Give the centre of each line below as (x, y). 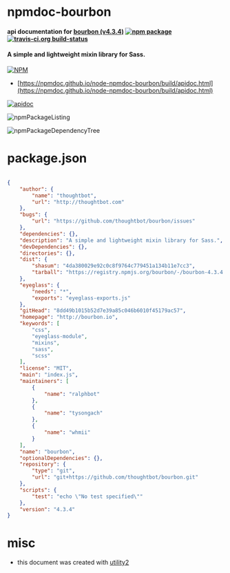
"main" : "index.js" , (49, 375)
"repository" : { (43, 465)
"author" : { (36, 189)
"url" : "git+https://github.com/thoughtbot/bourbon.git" (115, 477)
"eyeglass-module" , (60, 336)
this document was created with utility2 (73, 563)
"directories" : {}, (48, 253)
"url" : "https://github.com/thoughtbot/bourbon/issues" (114, 221)
